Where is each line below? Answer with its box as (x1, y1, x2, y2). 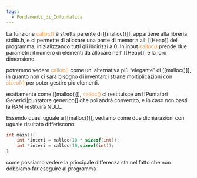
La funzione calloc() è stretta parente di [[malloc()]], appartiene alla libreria (6, 30, 188, 37)
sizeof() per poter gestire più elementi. (6, 79, 99, 86)
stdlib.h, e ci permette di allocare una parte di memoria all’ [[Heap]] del (6, 36, 178, 43)
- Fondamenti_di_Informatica (11, 14, 83, 20)
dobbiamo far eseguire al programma (6, 165, 96, 172)
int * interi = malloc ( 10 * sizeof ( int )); (16, 137, 119, 143)
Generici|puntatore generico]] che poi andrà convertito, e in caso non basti (6, 96, 188, 103)
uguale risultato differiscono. (6, 120, 76, 127)
